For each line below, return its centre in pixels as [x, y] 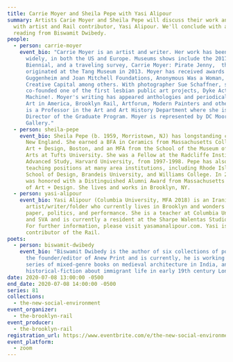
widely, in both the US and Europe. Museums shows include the [119, 59]
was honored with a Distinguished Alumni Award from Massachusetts [125, 181]
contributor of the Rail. [63, 233]
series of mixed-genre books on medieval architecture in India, [122, 264]
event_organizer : [32, 310]
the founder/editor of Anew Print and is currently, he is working [125, 258]
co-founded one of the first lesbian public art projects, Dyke [120, 91]
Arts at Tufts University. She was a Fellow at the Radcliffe [117, 155]
